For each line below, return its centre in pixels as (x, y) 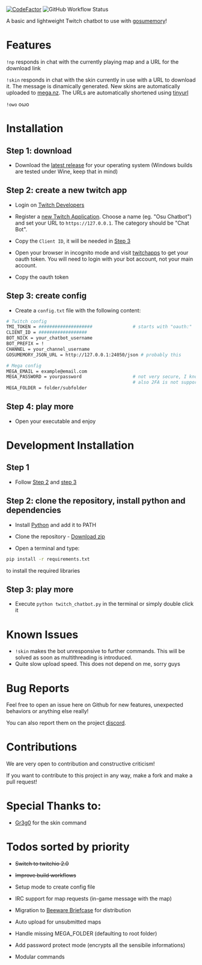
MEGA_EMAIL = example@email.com (47, 371)
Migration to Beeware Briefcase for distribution (73, 910)
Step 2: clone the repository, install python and (96, 501)
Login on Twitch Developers (50, 205)
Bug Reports (38, 688)
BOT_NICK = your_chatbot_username (50, 338)
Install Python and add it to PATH (56, 525)
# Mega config (24, 366)
